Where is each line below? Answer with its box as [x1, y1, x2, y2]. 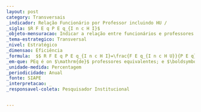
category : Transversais [6, 14, 66, 20]
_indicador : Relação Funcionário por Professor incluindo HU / [6, 20, 167, 26]
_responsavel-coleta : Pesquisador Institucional [6, 86, 130, 92]
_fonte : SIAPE [6, 75, 42, 81]
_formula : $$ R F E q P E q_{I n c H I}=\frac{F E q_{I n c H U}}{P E [6, 53, 188, 59]
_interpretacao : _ [6, 81, 52, 87]
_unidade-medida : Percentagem [6, 64, 82, 70]
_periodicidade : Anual [6, 70, 63, 76]
